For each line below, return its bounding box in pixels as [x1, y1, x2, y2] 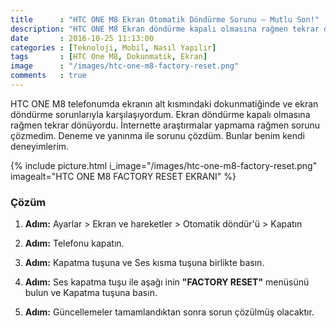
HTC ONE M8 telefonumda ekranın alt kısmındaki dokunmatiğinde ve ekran [10, 97, 319, 110]
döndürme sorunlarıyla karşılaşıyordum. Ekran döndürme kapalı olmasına [10, 108, 311, 120]
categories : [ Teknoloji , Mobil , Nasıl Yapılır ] [10, 42, 217, 53]
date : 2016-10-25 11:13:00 [10, 33, 155, 43]
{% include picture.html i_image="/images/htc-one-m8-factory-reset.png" [10, 159, 318, 171]
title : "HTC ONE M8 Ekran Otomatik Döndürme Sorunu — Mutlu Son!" [10, 14, 320, 25]
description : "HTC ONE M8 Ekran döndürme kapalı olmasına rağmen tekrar [10, 24, 320, 34]
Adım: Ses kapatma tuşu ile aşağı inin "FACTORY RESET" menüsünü [24, 276, 310, 288]
